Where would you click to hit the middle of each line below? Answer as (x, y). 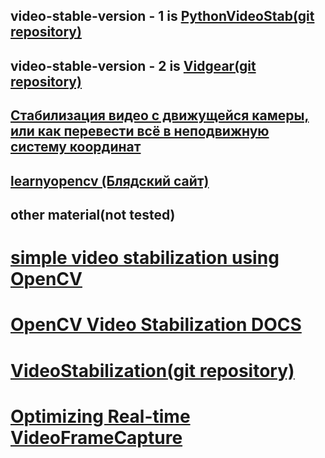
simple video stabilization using (145, 258)
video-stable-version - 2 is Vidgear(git (133, 65)
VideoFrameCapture (96, 437)
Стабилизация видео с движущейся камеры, (160, 115)
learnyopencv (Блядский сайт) (110, 180)
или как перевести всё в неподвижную (140, 131)
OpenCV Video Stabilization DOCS (156, 325)
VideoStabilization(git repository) (152, 370)
